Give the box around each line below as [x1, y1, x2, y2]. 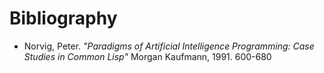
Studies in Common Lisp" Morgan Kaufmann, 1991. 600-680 [23, 50, 272, 62]
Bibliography [9, 7, 118, 30]
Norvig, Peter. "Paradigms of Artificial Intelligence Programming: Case [23, 40, 315, 52]
